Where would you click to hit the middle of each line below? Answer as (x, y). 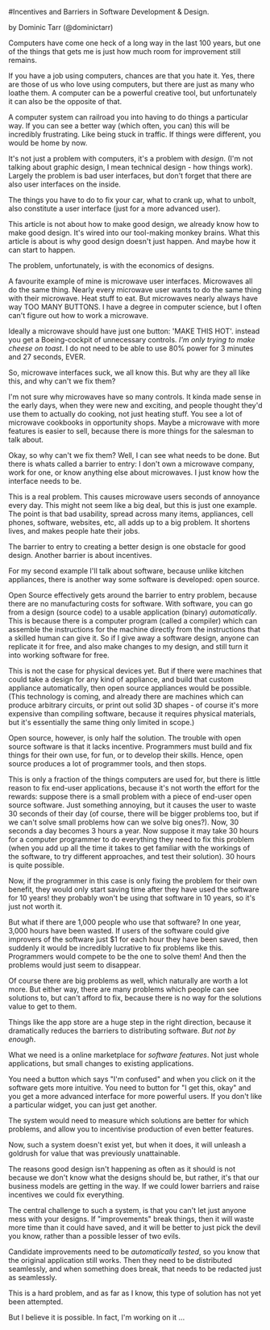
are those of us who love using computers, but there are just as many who (132, 84)
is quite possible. (36, 865)
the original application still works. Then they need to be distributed (120, 1260)
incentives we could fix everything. (66, 1195)
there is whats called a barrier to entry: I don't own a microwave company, (132, 464)
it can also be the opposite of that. (65, 101)
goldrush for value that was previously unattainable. (95, 1153)
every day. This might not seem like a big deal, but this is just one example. (133, 505)
